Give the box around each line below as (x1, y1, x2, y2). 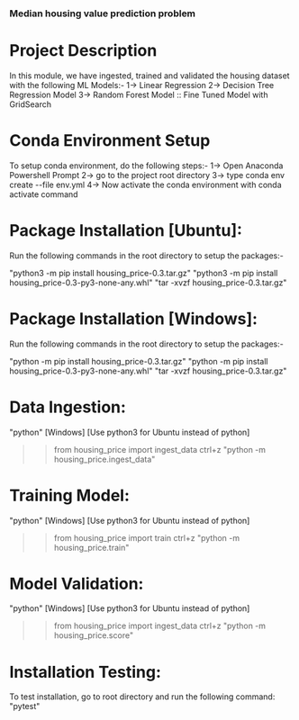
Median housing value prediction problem (9, 7, 196, 20)
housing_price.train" (53, 542, 130, 553)
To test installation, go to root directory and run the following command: (9, 691, 276, 702)
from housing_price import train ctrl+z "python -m (53, 532, 240, 543)
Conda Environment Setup (9, 130, 211, 151)
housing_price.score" (53, 630, 133, 641)
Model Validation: (9, 573, 144, 594)
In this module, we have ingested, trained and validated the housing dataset (9, 70, 290, 81)
